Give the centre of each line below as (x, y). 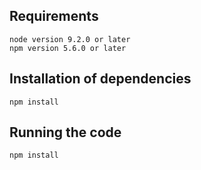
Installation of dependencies (100, 79)
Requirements (54, 16)
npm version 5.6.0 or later (68, 48)
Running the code (65, 132)
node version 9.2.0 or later (70, 39)
